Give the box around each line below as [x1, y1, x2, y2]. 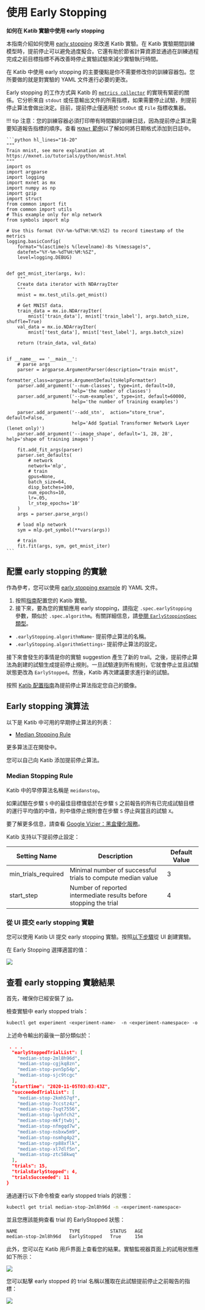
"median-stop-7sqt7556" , [17, 1106, 81, 1112]
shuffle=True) [6, 318, 43, 324]
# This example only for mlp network [6, 211, 103, 217]
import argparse [6, 169, 48, 175]
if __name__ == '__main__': [6, 355, 78, 362]
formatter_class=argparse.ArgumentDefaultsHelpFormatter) [6, 377, 157, 384]
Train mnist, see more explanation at [6, 147, 105, 153]
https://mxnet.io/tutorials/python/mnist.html [6, 153, 127, 159]
